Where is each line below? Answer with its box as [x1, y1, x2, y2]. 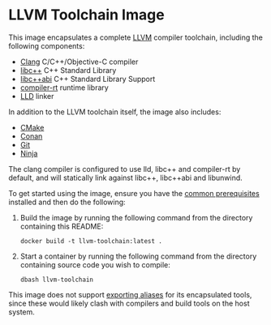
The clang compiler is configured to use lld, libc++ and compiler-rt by [8, 164, 241, 173]
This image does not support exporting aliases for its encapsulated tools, [8, 289, 252, 299]
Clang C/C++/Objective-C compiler [19, 57, 139, 66]
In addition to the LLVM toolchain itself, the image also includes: [8, 107, 222, 117]
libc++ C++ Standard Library [19, 65, 117, 75]
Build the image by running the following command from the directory [19, 212, 253, 222]
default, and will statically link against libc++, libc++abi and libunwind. [8, 173, 243, 182]
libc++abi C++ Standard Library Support [19, 74, 156, 83]
